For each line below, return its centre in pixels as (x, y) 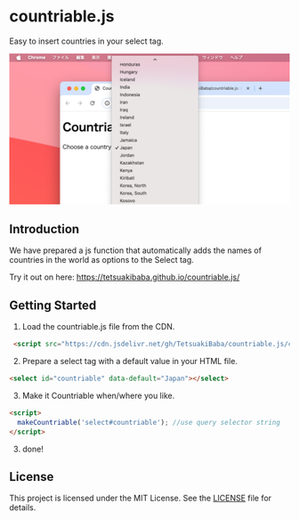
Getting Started (53, 305)
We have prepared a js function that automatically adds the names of (136, 250)
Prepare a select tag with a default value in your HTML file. (130, 362)
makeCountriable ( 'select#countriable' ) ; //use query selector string (149, 422)
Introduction (44, 229)
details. (23, 508)
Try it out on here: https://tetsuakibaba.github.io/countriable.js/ (125, 277)
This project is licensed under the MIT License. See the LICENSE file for (141, 498)
